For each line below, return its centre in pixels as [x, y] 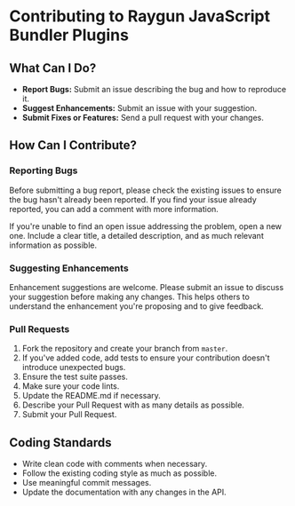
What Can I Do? [53, 68]
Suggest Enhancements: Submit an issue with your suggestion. [140, 108]
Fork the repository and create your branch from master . [125, 349]
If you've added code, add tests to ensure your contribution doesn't [146, 358]
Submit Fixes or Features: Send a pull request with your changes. [143, 118]
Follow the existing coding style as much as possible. [120, 473]
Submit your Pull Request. [69, 415]
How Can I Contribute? [73, 145]
